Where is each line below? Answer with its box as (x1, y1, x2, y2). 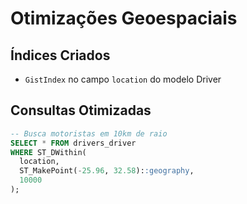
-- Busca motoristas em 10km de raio (10, 128, 168, 139)
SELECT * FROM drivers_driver (10, 138, 137, 148)
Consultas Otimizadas (10, 102, 152, 119)
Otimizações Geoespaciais (10, 7, 238, 30)
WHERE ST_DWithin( (10, 147, 87, 157)
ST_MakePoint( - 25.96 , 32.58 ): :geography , (19, 166, 195, 176)
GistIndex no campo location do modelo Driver (24, 73, 222, 85)
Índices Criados (10, 47, 111, 64)
